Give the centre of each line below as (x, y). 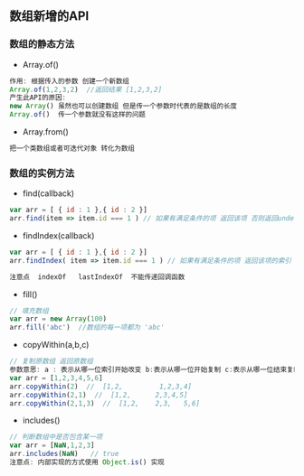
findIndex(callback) (58, 235)
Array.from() (46, 132)
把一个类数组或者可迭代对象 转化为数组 (72, 149)
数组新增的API (49, 16)
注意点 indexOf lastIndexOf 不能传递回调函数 (97, 277)
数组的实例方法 (42, 173)
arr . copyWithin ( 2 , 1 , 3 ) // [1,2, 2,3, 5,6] (105, 403)
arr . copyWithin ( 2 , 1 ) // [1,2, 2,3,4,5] (99, 395)
